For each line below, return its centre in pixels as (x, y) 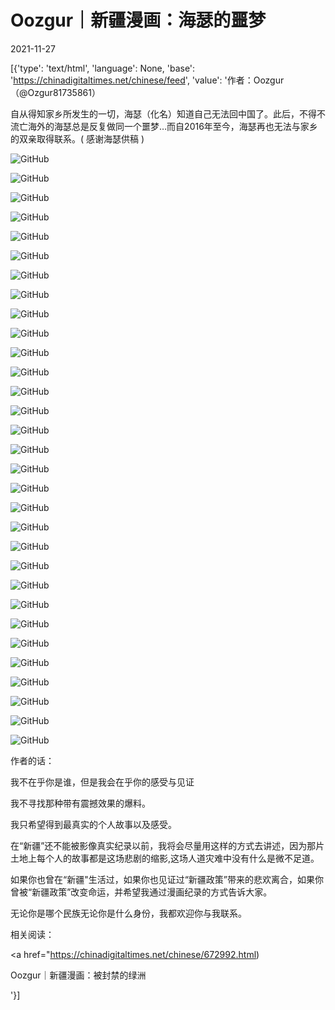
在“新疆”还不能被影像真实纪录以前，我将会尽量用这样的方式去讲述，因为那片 (167, 845)
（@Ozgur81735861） (55, 92)
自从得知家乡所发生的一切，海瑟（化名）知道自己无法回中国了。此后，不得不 (168, 113)
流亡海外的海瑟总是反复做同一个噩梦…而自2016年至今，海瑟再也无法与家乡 (164, 126)
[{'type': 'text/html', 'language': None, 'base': (103, 68)
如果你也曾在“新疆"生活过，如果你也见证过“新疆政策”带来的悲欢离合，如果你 (167, 879)
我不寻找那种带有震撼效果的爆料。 (80, 803)
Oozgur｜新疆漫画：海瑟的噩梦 (138, 20)
